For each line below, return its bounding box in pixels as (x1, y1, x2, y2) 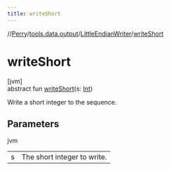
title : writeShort (7, 10, 61, 17)
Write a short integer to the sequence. (7, 98, 117, 106)
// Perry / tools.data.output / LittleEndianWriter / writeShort (7, 29, 164, 38)
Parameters (7, 118, 60, 130)
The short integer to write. (21, 152, 107, 162)
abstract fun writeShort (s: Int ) (7, 84, 93, 93)
